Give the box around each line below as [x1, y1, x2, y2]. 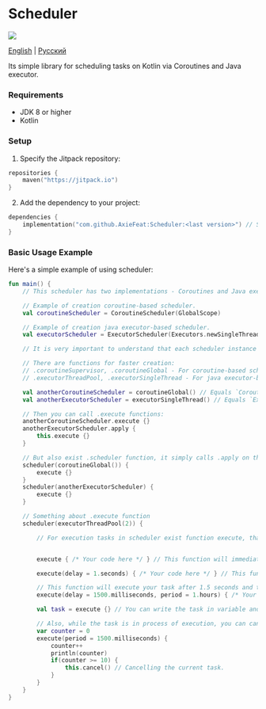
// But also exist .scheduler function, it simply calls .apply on [22, 453, 249, 462]
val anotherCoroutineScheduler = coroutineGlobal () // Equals [22, 388, 232, 396]
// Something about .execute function [22, 513, 150, 520]
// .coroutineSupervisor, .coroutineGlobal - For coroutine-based [22, 367, 246, 375]
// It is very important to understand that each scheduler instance [22, 345, 257, 353]
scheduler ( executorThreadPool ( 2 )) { [22, 520, 144, 528]
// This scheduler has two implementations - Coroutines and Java [22, 287, 246, 295]
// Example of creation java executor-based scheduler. [22, 323, 211, 331]
